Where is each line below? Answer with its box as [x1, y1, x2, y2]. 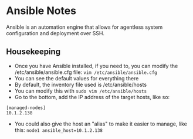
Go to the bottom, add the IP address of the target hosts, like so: [14, 93, 170, 100]
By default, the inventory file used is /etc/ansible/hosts [14, 81, 147, 88]
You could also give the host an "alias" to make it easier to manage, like [14, 120, 188, 127]
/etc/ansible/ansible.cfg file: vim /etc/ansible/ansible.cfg [14, 69, 157, 76]
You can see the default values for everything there [14, 74, 139, 82]
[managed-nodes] [6, 104, 46, 111]
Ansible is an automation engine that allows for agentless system [6, 23, 163, 30]
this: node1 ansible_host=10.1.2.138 [14, 126, 103, 133]
